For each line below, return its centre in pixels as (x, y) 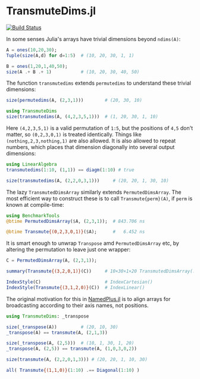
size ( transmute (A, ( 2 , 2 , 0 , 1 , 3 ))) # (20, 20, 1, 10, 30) (77, 360)
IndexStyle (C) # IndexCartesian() (79, 282)
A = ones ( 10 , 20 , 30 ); (32, 50)
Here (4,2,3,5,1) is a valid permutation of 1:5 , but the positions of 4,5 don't (100, 128)
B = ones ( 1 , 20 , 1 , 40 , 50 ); (37, 66)
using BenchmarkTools (33, 216)
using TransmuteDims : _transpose (48, 316)
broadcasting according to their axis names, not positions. (77, 305)
